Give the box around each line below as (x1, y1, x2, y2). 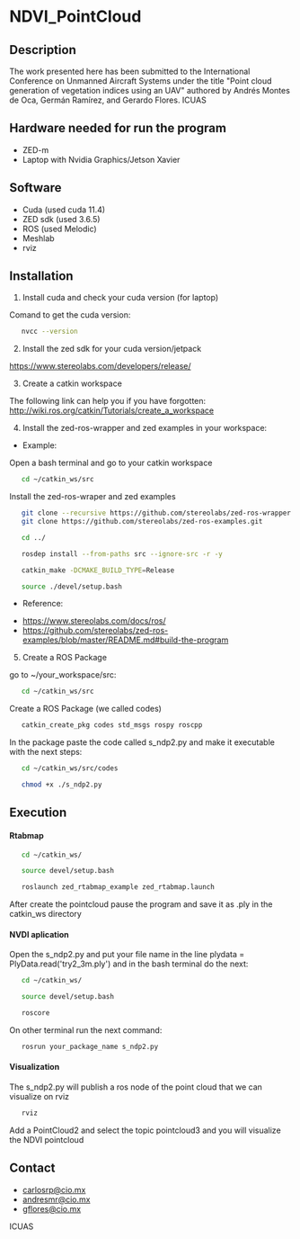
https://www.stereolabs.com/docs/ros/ (22, 615, 166, 626)
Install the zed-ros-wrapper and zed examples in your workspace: (22, 423, 268, 434)
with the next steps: (9, 747, 83, 758)
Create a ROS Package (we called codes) (9, 704, 162, 714)
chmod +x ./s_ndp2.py (21, 780, 102, 789)
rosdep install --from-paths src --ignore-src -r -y (21, 549, 223, 559)
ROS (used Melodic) (22, 223, 97, 234)
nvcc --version (21, 327, 78, 337)
